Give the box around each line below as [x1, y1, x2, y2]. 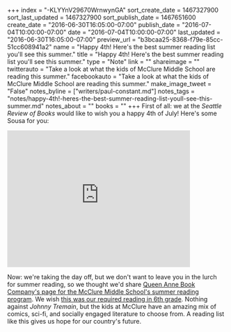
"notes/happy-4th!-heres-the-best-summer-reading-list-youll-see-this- [7, 94, 213, 103]
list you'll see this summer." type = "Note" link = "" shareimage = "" [7, 58, 200, 65]
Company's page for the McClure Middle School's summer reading [7, 288, 200, 296]
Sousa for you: [7, 117, 49, 124]
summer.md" [7, 102, 45, 110]
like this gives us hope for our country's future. [7, 317, 142, 325]
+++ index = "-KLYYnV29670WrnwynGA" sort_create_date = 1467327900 [7, 6, 219, 14]
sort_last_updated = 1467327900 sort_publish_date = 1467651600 [7, 13, 196, 22]
